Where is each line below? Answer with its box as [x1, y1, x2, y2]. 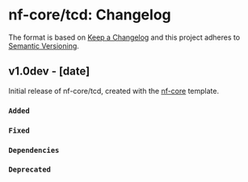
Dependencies [8, 146, 60, 154]
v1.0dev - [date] [8, 65, 90, 78]
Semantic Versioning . [8, 40, 79, 50]
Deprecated [8, 165, 51, 175]
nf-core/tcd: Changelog [8, 6, 171, 24]
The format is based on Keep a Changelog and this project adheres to [8, 32, 241, 42]
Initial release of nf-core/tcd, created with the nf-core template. [8, 86, 220, 95]
